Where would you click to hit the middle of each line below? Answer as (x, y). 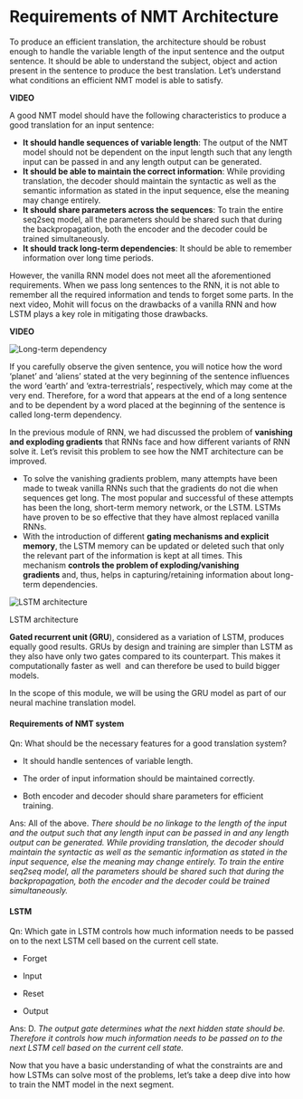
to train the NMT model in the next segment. (92, 1085)
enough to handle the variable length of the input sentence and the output (147, 51)
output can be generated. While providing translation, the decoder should (147, 843)
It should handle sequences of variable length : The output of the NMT (155, 142)
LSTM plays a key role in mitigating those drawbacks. (109, 313)
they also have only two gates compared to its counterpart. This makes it (145, 656)
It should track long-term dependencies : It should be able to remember (157, 248)
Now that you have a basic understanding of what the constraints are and (146, 1066)
